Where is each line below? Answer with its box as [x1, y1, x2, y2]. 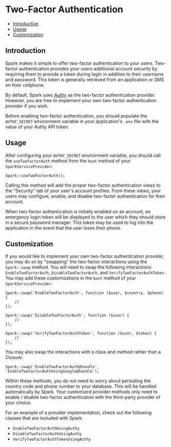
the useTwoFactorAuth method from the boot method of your [5, 158, 131, 164]
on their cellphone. [5, 82, 45, 88]
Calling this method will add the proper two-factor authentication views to [5, 182, 161, 188]
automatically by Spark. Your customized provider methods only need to [5, 389, 158, 395]
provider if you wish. [5, 103, 49, 109]
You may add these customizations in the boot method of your [5, 275, 137, 281]
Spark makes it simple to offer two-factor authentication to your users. [5, 60, 154, 66]
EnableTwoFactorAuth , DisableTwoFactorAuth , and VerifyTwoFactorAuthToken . [5, 270, 165, 276]
